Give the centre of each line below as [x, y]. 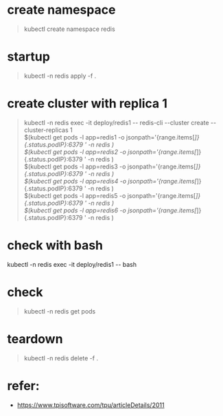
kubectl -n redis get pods [60, 311]
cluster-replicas [46, 130]
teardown [35, 339]
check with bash [55, 245]
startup [28, 57]
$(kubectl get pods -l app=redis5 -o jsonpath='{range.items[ [110, 195]
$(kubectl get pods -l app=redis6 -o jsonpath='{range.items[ [110, 210]
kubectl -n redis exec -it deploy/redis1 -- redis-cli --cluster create [116, 122]
